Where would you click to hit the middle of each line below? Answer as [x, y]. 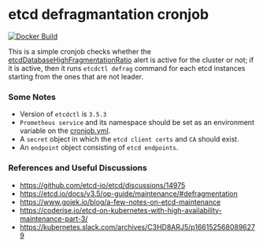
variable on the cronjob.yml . [65, 131]
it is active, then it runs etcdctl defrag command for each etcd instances [127, 68]
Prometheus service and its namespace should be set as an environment [137, 123]
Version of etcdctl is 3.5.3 [63, 114]
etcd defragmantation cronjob [109, 15]
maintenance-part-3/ [54, 219]
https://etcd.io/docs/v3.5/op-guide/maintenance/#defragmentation [128, 194]
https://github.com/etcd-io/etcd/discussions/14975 [102, 185]
